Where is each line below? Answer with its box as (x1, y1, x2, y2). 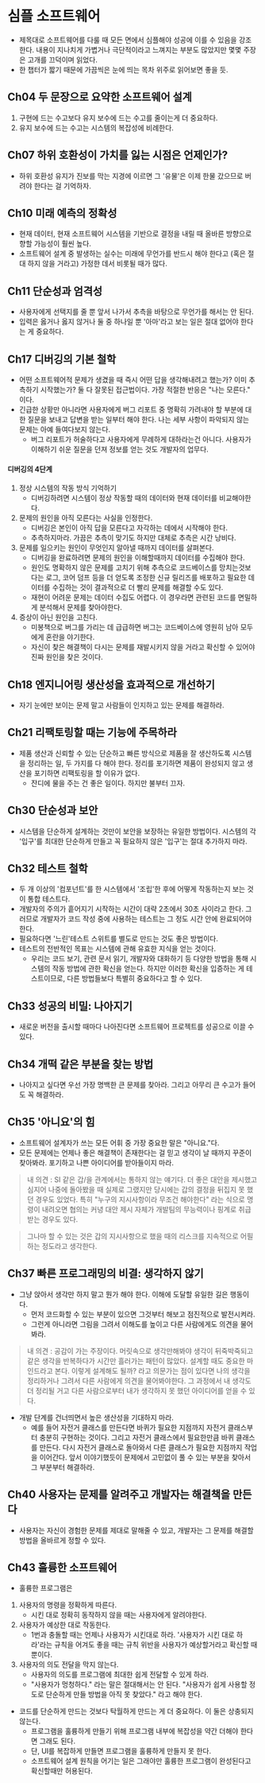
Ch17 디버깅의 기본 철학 (7, 352, 117, 366)
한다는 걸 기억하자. (33, 180, 92, 191)
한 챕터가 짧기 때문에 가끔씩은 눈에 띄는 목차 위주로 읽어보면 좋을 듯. (18, 64, 229, 74)
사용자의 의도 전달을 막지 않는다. (18, 1660, 119, 1669)
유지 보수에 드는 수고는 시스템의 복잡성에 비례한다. (18, 122, 174, 132)
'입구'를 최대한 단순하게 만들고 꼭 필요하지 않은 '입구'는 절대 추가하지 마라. (18, 836, 248, 846)
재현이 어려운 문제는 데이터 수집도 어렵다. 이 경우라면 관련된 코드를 (30, 593, 236, 603)
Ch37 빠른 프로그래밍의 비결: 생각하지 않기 (7, 1267, 204, 1281)
